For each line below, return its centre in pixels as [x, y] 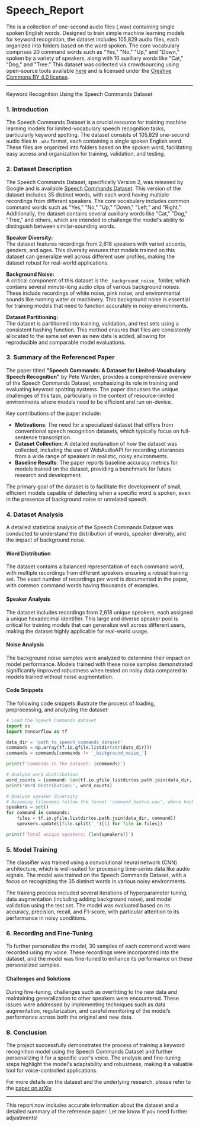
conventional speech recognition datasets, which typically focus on [97, 431]
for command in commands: [38, 813]
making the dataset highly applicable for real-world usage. [78, 631]
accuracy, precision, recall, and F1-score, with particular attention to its [93, 912]
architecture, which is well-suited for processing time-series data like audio [98, 869]
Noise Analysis [25, 645]
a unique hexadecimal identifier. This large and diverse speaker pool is [92, 619]
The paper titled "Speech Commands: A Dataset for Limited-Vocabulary [96, 370]
